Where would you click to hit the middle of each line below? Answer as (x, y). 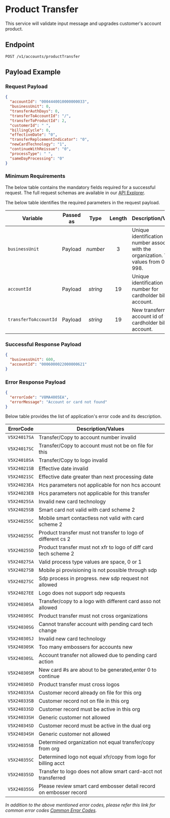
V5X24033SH (21, 718)
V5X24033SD (21, 709)
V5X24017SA (21, 437)
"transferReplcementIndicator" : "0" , (50, 140)
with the (141, 249)
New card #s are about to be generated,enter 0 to (98, 670)
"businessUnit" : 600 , (33, 360)
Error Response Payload (35, 382)
